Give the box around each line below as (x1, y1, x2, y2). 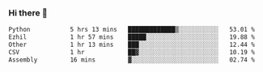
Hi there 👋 (8, 7, 49, 19)
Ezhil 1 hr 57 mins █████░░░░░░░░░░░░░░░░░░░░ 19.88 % (8, 33, 255, 41)
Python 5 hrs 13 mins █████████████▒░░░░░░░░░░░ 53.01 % (8, 26, 255, 34)
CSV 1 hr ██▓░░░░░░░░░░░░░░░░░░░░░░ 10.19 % (8, 48, 255, 56)
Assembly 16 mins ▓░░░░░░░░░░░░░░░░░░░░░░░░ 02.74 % (8, 56, 255, 64)
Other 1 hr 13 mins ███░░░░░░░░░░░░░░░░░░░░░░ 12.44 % (8, 40, 255, 49)
